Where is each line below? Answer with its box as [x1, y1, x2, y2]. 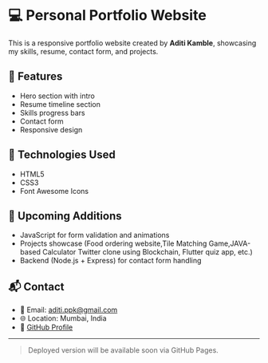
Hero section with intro [19, 91, 96, 101]
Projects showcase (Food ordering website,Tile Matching [19, 239, 207, 248]
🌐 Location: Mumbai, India [19, 314, 107, 323]
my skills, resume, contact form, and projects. [8, 46, 159, 56]
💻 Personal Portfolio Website [8, 6, 207, 25]
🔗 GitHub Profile [19, 322, 73, 332]
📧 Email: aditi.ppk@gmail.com [19, 305, 118, 315]
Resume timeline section [19, 99, 101, 109]
